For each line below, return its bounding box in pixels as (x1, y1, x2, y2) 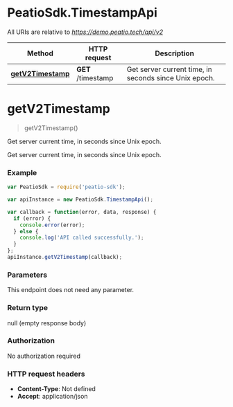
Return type (7, 303, 49, 313)
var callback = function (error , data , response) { (7, 208, 157, 215)
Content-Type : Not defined (17, 385, 96, 393)
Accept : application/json (17, 392, 88, 401)
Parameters (7, 270, 47, 280)
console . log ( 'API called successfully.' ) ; (19, 234, 144, 242)
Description (155, 48, 195, 58)
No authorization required (7, 352, 81, 360)
